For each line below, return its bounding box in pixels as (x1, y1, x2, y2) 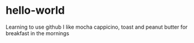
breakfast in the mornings (5, 29, 70, 36)
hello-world (5, 4, 65, 17)
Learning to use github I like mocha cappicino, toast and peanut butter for (5, 23, 188, 30)
